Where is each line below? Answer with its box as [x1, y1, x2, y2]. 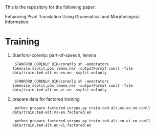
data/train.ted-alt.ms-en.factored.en [12, 110, 91, 115]
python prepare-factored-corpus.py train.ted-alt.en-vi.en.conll [14, 118, 151, 123]
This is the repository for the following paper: [5, 4, 96, 10]
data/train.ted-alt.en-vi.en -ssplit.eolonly [12, 87, 107, 92]
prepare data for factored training [12, 96, 80, 102]
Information [5, 19, 28, 25]
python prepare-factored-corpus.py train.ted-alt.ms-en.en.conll [14, 106, 151, 110]
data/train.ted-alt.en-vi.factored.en [12, 123, 91, 128]
